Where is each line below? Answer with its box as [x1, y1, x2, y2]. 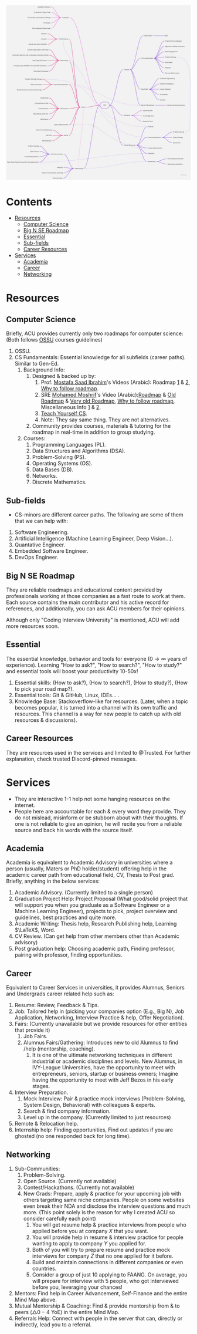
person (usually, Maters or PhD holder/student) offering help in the [6, 865, 167, 872]
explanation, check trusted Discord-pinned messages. [6, 755, 137, 762]
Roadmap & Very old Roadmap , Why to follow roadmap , [40, 397, 175, 404]
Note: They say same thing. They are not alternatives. [40, 416, 171, 423]
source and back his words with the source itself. [14, 826, 134, 833]
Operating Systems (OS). [32, 460, 93, 467]
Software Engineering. [14, 529, 69, 536]
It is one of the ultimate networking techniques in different [32, 1052, 172, 1059]
